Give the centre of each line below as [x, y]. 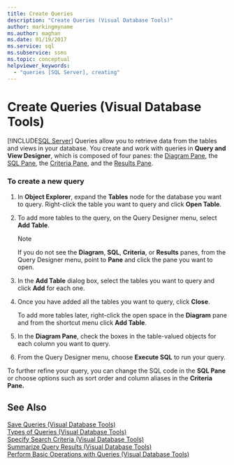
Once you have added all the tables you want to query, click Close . [114, 301]
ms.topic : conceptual [39, 59]
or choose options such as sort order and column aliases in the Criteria [110, 378]
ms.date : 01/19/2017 [37, 40]
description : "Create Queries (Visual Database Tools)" [90, 20]
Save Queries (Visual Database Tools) [61, 424]
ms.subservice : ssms [37, 53]
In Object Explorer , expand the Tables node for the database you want [119, 196]
